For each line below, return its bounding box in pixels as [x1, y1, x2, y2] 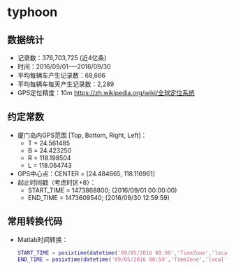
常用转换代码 [7, 215, 63, 227]
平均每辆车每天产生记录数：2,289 [17, 80, 115, 88]
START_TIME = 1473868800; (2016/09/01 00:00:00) [27, 186, 177, 194]
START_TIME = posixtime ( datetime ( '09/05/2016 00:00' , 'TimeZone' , [17, 249, 212, 256]
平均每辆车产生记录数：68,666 [17, 71, 106, 79]
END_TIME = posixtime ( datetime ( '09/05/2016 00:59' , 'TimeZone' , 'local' [17, 256, 228, 263]
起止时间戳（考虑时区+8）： [17, 178, 96, 186]
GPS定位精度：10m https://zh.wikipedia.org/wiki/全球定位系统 [17, 89, 196, 97]
